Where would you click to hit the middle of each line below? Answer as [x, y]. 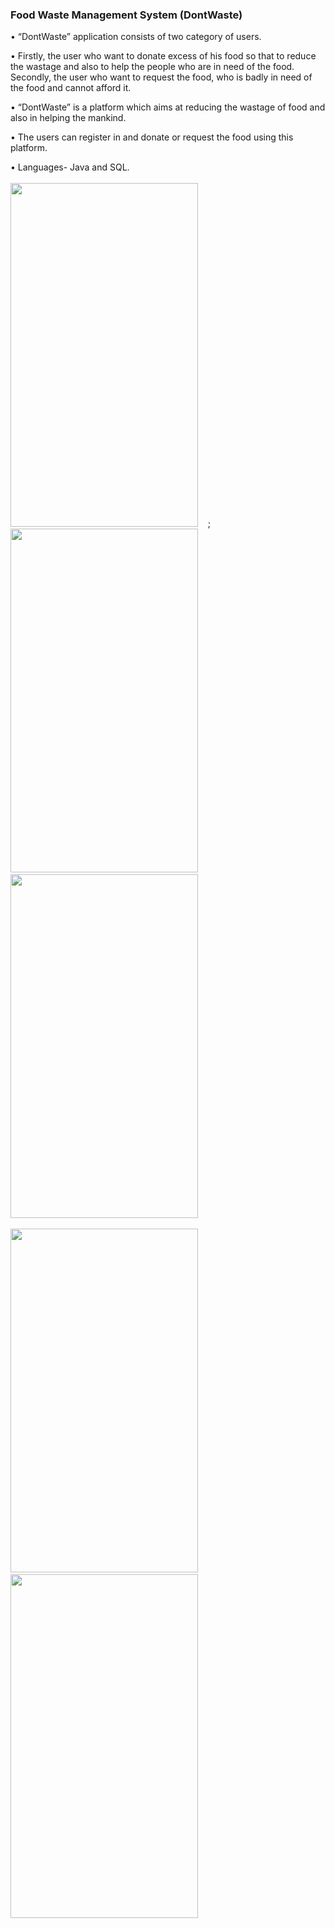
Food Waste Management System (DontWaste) [126, 15]
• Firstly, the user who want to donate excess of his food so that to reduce [163, 56]
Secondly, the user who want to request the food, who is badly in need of [161, 77]
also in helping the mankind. [68, 118]
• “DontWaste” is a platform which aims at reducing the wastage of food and [168, 107]
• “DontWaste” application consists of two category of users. [136, 37]
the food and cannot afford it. [71, 88]
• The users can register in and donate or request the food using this [152, 137]
